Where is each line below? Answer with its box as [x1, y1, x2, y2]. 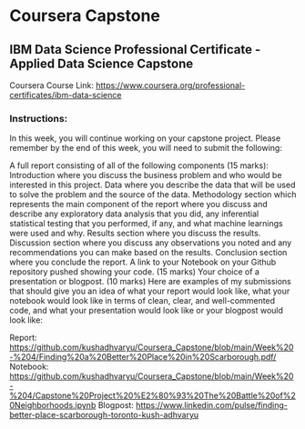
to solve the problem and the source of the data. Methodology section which [9, 189, 297, 200]
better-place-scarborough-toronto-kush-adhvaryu [9, 410, 199, 421]
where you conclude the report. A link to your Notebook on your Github [9, 256, 277, 268]
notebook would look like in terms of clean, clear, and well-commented [9, 295, 276, 306]
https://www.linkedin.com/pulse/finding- [136, 400, 289, 411]
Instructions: [9, 112, 68, 125]
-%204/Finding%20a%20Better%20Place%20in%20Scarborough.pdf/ [9, 352, 277, 363]
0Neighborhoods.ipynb [9, 400, 97, 411]
